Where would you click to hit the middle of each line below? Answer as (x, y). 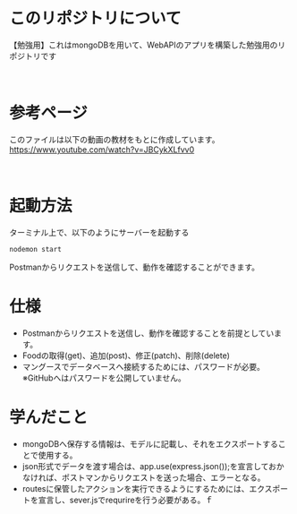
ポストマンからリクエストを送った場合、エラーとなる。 (163, 477)
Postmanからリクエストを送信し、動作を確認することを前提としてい (148, 333)
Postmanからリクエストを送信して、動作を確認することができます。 (135, 267)
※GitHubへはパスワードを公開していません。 (104, 378)
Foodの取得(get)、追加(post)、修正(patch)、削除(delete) (126, 356)
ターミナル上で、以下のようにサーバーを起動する (99, 232)
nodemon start (36, 249)
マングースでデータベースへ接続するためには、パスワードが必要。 (144, 366)
